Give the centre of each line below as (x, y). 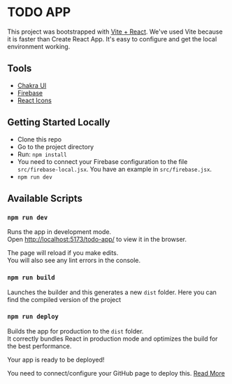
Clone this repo (39, 139)
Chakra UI (32, 85)
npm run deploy (33, 317)
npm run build (31, 278)
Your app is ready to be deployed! (56, 359)
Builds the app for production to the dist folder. (75, 331)
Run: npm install (42, 154)
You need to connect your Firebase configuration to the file (102, 161)
